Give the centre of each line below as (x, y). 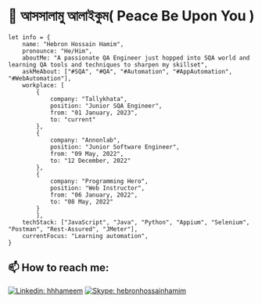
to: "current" (73, 119)
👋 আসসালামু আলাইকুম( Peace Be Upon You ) (131, 16)
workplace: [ (43, 85)
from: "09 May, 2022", (87, 153)
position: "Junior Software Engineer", (115, 147)
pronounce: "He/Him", (57, 51)
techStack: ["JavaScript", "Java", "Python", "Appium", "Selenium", (136, 222)
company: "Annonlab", (85, 140)
